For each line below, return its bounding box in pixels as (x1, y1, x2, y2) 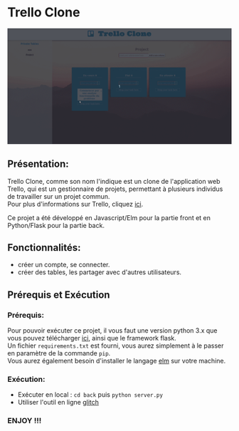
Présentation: (7, 158, 69, 170)
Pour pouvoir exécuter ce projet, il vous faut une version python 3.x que (7, 326, 218, 335)
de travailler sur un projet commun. (7, 192, 110, 200)
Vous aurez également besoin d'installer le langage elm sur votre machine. (7, 357, 226, 365)
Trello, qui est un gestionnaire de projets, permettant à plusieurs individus (7, 185, 223, 193)
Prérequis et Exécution (7, 289, 110, 301)
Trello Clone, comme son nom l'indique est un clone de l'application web (7, 177, 221, 185)
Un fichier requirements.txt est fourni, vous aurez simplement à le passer (7, 341, 224, 350)
